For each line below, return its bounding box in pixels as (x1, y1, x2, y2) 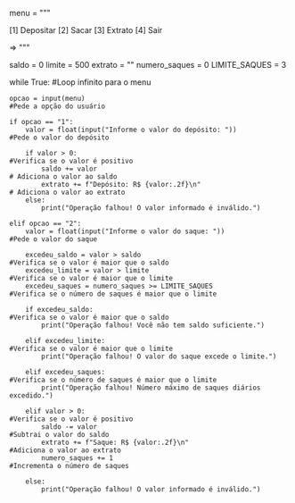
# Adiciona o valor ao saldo (9, 172, 118, 181)
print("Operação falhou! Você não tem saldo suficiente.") (41, 321, 266, 330)
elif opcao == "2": (9, 219, 82, 228)
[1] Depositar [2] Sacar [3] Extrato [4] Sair (9, 25, 163, 35)
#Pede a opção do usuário (9, 102, 105, 111)
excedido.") (9, 391, 53, 400)
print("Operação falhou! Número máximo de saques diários (41, 383, 261, 392)
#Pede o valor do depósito (9, 133, 110, 142)
